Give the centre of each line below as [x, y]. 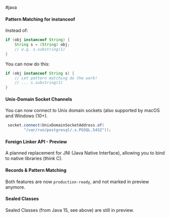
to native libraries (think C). [34, 159]
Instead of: [17, 31]
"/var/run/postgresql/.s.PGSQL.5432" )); [68, 130]
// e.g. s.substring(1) [40, 49]
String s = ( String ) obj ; [42, 45]
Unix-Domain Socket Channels [39, 99]
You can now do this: [27, 64]
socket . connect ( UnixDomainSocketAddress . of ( [56, 125]
